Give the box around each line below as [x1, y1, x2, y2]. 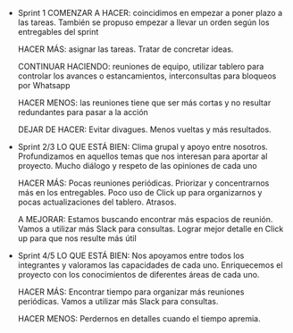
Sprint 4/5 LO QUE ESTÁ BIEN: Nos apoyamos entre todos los [17, 250, 245, 261]
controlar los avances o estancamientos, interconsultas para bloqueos [17, 71, 277, 81]
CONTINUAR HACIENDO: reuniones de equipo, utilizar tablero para [17, 62, 264, 71]
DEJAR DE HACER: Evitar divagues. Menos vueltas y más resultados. [17, 124, 272, 135]
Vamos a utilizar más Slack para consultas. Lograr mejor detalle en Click [17, 223, 284, 234]
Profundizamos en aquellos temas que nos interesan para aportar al [17, 151, 268, 162]
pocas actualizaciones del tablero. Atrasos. [17, 196, 177, 207]
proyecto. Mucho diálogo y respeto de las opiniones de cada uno [17, 161, 257, 171]
